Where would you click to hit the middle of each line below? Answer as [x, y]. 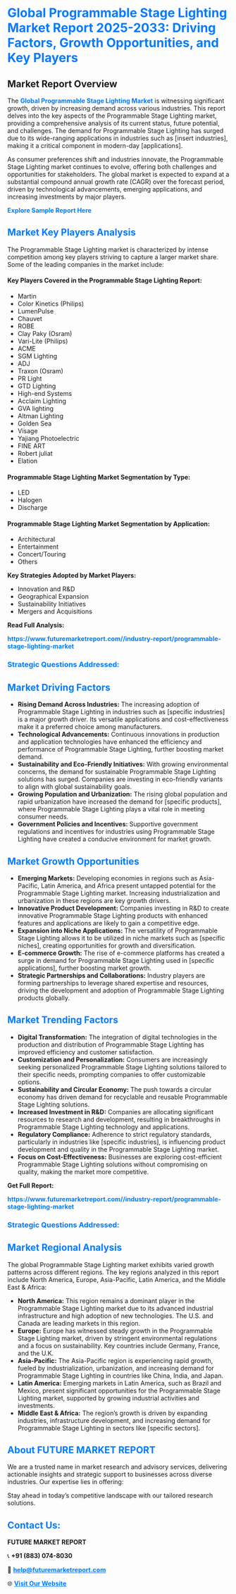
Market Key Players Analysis [72, 233]
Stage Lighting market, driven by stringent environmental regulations [117, 1338]
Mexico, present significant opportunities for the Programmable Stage [119, 1390]
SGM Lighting [37, 356]
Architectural [36, 540]
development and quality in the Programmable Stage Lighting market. [118, 1149]
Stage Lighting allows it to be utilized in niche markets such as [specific [121, 938]
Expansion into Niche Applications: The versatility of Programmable [118, 930]
